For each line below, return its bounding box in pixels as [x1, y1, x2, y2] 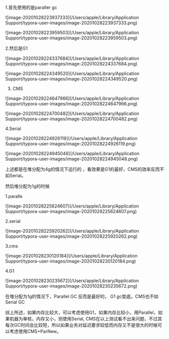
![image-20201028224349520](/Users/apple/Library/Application [5, 71, 140, 77]
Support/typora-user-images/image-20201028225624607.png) [5, 209, 137, 214]
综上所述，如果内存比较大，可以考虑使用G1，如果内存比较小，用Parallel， [5, 309, 158, 315]
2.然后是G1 [5, 45, 28, 51]
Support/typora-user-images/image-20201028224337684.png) [5, 61, 138, 66]
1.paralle [5, 193, 23, 199]
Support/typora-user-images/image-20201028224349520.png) [5, 76, 138, 82]
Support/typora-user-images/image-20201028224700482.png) [5, 116, 138, 122]
